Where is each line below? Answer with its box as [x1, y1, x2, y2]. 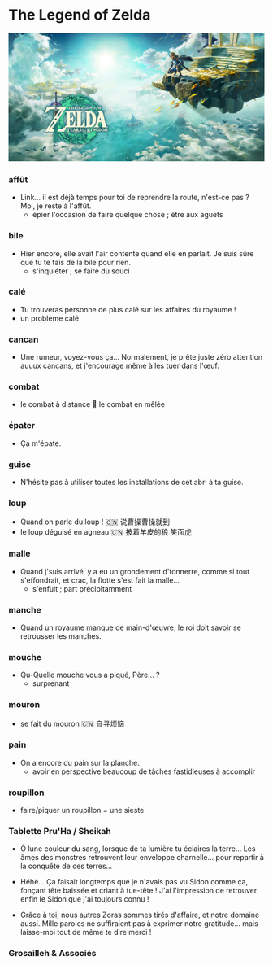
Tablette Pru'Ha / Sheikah [8, 826, 112, 837]
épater [8, 420, 35, 431]
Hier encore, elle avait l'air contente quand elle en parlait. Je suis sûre [19, 248, 254, 258]
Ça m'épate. [19, 438, 62, 448]
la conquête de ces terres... [19, 861, 113, 871]
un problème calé [19, 313, 80, 323]
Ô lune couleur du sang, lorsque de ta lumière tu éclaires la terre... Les [19, 844, 256, 854]
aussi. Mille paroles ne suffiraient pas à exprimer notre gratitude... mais [19, 919, 258, 928]
